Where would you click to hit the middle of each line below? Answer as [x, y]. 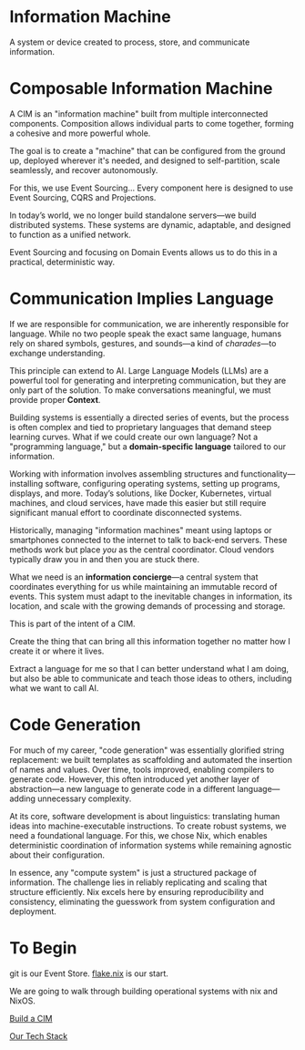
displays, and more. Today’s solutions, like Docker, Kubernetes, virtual [140, 493]
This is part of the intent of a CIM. [72, 623]
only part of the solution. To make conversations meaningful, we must [140, 390]
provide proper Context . [55, 399]
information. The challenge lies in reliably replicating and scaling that [138, 882]
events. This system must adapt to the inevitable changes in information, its [151, 596]
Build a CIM [31, 1018]
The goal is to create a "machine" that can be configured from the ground [147, 150]
